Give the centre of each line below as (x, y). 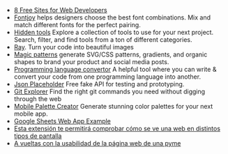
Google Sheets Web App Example (62, 121)
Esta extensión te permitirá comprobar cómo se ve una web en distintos (117, 129)
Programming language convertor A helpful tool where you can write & (115, 69)
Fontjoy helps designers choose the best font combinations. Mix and (112, 17)
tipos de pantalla (38, 136)
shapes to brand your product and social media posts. (91, 62)
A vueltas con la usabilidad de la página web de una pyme (97, 143)
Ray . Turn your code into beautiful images (74, 47)
